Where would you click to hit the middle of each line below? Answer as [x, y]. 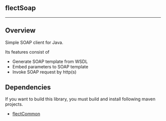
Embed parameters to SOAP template [50, 66]
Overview [21, 31]
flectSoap [21, 8]
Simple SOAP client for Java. [34, 42]
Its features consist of [27, 52]
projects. [14, 104]
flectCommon [26, 114]
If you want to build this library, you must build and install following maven [80, 99]
